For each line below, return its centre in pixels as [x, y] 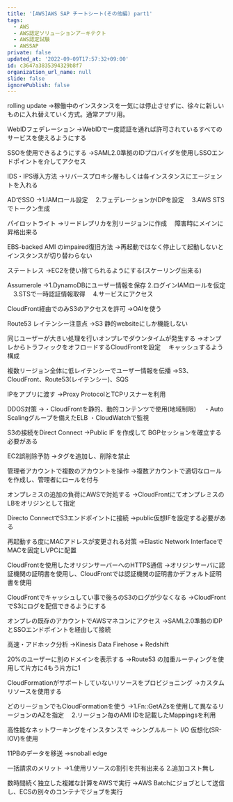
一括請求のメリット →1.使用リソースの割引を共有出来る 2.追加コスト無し [111, 769]
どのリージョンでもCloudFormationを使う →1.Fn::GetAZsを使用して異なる [113, 706]
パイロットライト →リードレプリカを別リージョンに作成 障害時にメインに [115, 223]
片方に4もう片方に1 [53, 668]
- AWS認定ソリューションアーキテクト [60, 33]
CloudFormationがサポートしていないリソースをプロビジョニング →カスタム [116, 683]
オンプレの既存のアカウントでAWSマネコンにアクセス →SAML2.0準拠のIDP [115, 621]
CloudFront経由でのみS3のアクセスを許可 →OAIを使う [85, 309]
